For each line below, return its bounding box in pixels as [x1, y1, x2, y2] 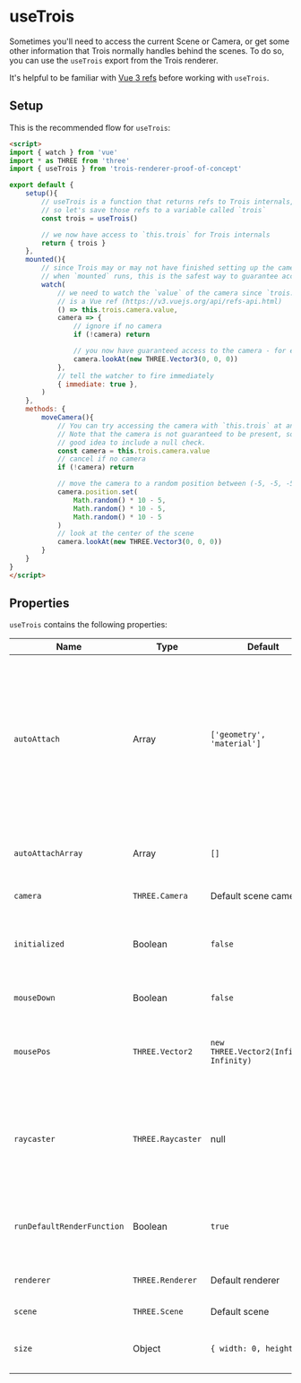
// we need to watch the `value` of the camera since [56, 289, 262, 298]
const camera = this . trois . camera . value [56, 446, 211, 455]
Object [133, 1343, 161, 1355]
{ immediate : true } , [56, 379, 139, 389]
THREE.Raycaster [133, 1134, 202, 1145]
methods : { [25, 405, 66, 414]
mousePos [13, 1047, 51, 1057]
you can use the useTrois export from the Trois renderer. [9, 55, 219, 65]
